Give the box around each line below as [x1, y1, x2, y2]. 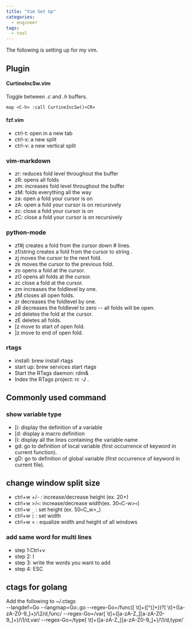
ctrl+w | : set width [14, 512, 61, 519]
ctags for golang [6, 582, 68, 592]
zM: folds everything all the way [14, 189, 92, 196]
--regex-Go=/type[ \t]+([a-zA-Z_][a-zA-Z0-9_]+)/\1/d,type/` [41, 617, 185, 624]
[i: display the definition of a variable [14, 424, 103, 431]
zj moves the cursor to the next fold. [14, 254, 102, 261]
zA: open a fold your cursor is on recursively [14, 201, 121, 208]
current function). [14, 448, 57, 455]
